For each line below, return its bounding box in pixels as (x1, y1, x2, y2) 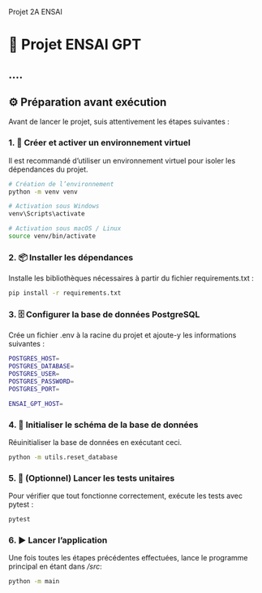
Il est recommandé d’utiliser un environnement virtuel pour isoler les (8, 155, 236, 165)
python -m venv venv (8, 187, 79, 196)
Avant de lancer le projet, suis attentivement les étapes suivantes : (8, 117, 230, 127)
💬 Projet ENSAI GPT (8, 36, 142, 54)
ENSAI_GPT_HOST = (8, 399, 63, 408)
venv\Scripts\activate (8, 210, 85, 218)
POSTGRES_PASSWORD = (8, 377, 75, 386)
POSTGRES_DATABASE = (8, 362, 75, 371)
